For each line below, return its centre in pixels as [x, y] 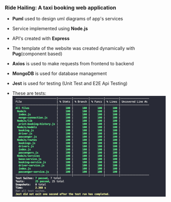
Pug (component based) [37, 54]
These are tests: [29, 93]
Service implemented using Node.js [50, 29]
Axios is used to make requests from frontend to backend [73, 64]
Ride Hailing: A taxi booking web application [60, 8]
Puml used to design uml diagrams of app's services [68, 19]
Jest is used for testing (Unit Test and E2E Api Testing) [70, 84]
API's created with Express [41, 39]
